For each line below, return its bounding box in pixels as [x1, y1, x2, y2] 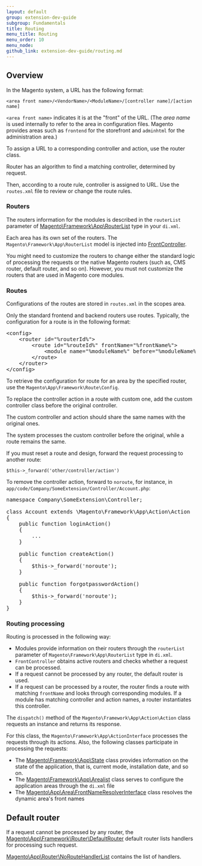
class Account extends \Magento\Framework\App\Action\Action [6, 509, 191, 515]
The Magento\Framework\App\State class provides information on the [14, 757, 188, 764]
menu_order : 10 [6, 37, 44, 43]
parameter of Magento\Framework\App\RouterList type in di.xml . [14, 651, 173, 659]
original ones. [6, 420, 40, 427]
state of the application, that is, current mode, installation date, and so [14, 763, 189, 770]
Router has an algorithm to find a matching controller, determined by [6, 163, 176, 170]
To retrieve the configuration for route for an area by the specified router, [6, 377, 187, 384]
